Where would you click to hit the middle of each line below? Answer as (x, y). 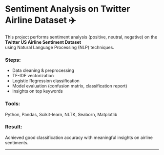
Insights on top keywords (37, 91)
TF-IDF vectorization (33, 76)
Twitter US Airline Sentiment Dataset (43, 42)
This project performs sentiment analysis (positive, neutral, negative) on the (81, 37)
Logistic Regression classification (46, 81)
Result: (14, 127)
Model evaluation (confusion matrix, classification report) (70, 86)
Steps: (13, 60)
